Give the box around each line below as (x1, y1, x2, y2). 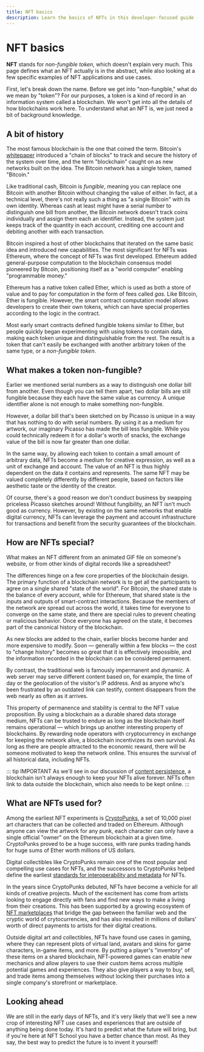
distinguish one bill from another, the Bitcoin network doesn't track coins (6, 209, 188, 216)
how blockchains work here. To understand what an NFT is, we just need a (6, 105, 193, 112)
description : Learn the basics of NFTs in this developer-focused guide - (6, 15, 200, 21)
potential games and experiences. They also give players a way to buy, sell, (6, 966, 195, 973)
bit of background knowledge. (6, 111, 82, 119)
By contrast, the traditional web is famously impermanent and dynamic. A (6, 666, 190, 674)
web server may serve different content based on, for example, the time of (6, 673, 193, 680)
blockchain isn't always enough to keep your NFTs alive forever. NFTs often (6, 773, 195, 781)
